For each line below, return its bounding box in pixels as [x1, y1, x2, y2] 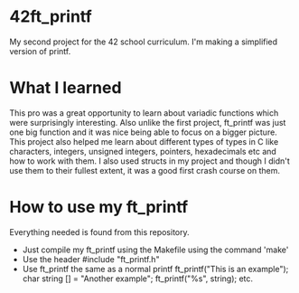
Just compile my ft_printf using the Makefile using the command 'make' [22, 244, 289, 255]
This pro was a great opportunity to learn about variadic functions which [9, 107, 279, 118]
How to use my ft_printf [9, 197, 189, 218]
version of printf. [9, 45, 71, 56]
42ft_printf [9, 6, 92, 27]
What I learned [9, 78, 122, 99]
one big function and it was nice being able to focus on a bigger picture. [9, 127, 277, 137]
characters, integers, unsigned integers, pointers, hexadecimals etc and [9, 146, 277, 156]
